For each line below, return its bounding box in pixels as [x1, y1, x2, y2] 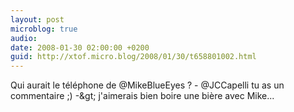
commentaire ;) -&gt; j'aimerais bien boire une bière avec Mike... [10, 90, 275, 102]
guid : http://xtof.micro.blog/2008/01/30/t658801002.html [10, 52, 257, 62]
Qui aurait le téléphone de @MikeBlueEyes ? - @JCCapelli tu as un [10, 79, 285, 91]
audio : [10, 33, 38, 43]
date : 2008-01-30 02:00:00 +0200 [10, 42, 150, 53]
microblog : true [10, 24, 78, 34]
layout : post [10, 14, 65, 25]
